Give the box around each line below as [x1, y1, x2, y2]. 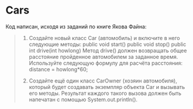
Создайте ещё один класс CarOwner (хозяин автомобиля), [28, 77, 178, 84]
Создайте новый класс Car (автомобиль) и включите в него [28, 34, 180, 41]
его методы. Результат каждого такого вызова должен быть [28, 90, 182, 97]
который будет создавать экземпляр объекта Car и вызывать [28, 83, 185, 90]
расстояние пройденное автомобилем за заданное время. [28, 53, 178, 60]
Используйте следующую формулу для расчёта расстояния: [28, 60, 183, 67]
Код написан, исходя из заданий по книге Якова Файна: [5, 23, 147, 30]
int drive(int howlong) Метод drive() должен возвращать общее [28, 47, 187, 54]
